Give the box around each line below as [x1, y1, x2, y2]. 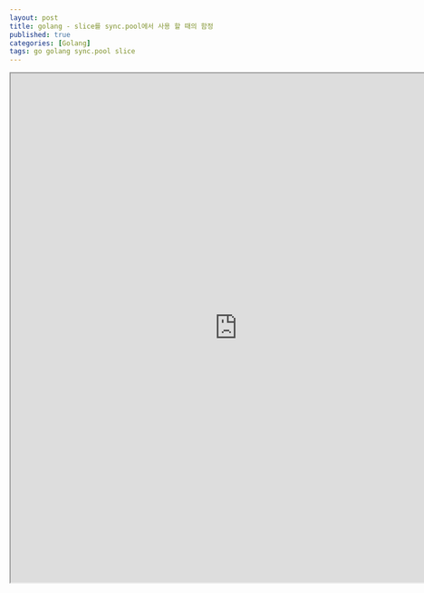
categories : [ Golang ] [9, 38, 92, 48]
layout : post [9, 13, 59, 23]
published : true [9, 30, 71, 39]
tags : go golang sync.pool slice [9, 47, 136, 56]
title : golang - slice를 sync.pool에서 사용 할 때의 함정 [9, 22, 214, 31]
